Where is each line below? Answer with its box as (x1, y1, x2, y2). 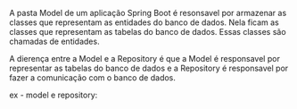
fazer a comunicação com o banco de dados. (9, 72, 177, 83)
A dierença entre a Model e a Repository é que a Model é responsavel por (9, 54, 281, 63)
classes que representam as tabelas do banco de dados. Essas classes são (9, 27, 287, 37)
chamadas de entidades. (9, 36, 100, 46)
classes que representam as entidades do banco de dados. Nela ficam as (9, 17, 279, 28)
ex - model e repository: (9, 89, 98, 100)
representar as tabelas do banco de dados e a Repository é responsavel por (9, 63, 289, 73)
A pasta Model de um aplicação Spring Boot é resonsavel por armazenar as (9, 8, 287, 18)
